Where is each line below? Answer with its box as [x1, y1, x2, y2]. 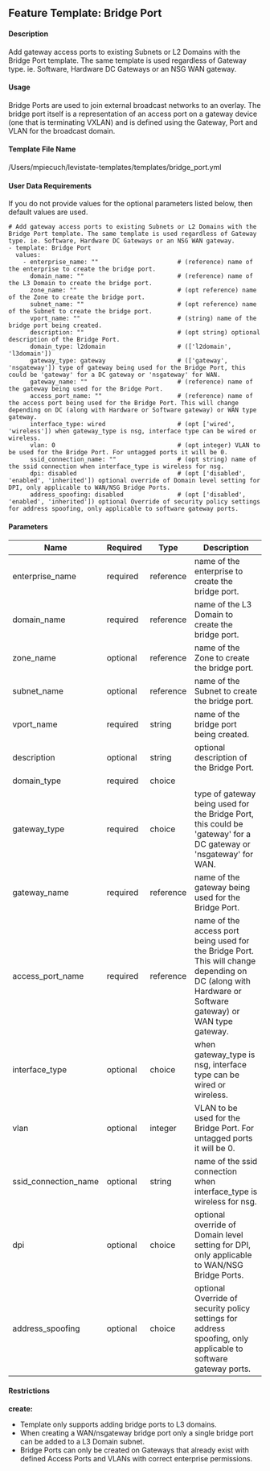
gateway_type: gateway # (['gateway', [29, 357, 228, 365]
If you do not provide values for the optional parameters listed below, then [8, 199, 253, 209]
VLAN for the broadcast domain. [8, 126, 116, 135]
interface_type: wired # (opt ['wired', [29, 421, 235, 429]
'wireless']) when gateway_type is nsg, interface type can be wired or [8, 427, 257, 436]
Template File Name [8, 144, 76, 154]
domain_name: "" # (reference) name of [29, 272, 253, 280]
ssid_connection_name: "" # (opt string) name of [29, 455, 257, 464]
